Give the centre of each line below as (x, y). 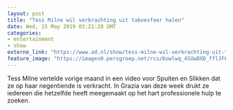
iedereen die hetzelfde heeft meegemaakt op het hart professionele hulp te (114, 93)
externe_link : (28, 53)
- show (17, 46)
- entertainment (31, 39)
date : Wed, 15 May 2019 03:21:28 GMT (62, 26)
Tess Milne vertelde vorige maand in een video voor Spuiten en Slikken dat (114, 78)
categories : (24, 33)
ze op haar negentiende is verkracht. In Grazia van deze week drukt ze (108, 85)
